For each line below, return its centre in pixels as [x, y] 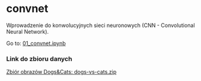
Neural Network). [28, 31]
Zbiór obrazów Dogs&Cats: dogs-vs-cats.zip [61, 72]
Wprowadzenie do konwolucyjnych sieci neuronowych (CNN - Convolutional [100, 25]
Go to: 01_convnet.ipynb [36, 43]
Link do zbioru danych [39, 59]
